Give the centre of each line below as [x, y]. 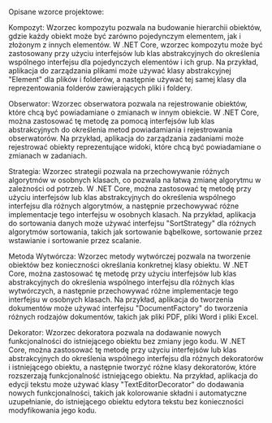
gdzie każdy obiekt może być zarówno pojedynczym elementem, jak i [125, 36]
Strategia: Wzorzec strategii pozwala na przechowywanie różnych [119, 171]
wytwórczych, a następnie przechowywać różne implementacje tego [123, 291]
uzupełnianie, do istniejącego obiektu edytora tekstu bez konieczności [126, 401]
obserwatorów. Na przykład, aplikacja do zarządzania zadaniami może [126, 138]
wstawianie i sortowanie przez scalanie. [75, 240]
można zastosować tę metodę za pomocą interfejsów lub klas [112, 121]
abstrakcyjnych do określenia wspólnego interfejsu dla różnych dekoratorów [136, 358]
